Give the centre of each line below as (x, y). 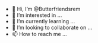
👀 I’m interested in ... (37, 15)
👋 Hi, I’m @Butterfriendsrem (46, 9)
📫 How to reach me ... (39, 34)
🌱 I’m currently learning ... (43, 21)
